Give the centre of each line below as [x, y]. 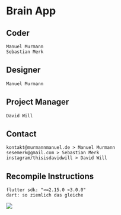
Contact [21, 134]
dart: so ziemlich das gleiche [45, 195]
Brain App [31, 11]
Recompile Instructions [50, 176]
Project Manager [38, 102]
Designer [23, 70]
